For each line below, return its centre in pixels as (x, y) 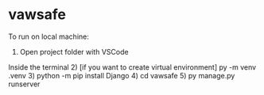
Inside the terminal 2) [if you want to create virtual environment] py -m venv (132, 67)
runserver (24, 84)
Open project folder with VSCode (74, 51)
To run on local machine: (49, 36)
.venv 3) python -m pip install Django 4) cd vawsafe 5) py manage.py (122, 75)
